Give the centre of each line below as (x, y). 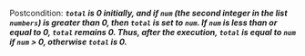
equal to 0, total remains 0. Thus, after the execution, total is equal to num (152, 32)
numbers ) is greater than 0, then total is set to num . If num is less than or (143, 23)
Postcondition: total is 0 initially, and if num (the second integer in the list (149, 13)
